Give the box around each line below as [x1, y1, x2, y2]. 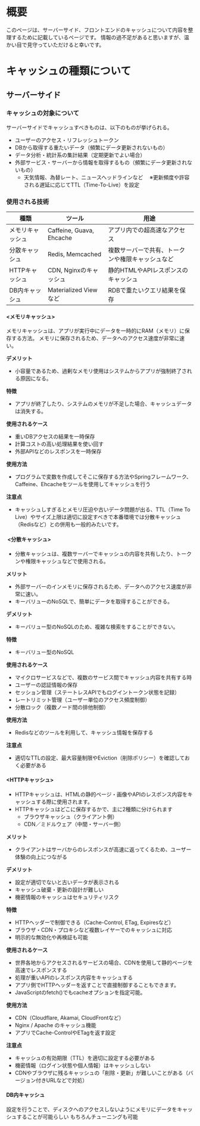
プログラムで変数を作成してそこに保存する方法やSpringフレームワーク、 [14, 473, 192, 480]
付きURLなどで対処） [35, 1077, 88, 1084]
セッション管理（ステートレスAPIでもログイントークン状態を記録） [14, 689, 180, 696]
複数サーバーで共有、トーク [108, 246, 186, 254]
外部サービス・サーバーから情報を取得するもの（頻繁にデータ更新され [14, 158, 187, 166]
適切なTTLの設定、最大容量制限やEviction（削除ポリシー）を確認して [14, 754, 185, 761]
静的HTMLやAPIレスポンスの [108, 266, 189, 275]
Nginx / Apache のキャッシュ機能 [14, 1021, 96, 1028]
